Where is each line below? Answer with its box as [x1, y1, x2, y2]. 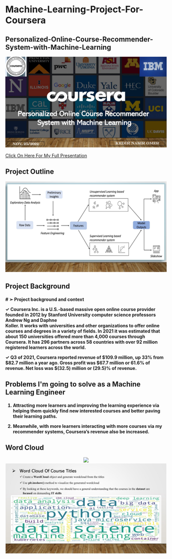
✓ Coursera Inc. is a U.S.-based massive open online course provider [5, 306, 156, 312]
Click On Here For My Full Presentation [5, 153, 87, 158]
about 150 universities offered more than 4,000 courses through [5, 333, 145, 339]
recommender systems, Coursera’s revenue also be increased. [12, 428, 149, 434]
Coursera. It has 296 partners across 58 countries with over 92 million [5, 339, 158, 345]
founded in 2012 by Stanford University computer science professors [5, 312, 156, 318]
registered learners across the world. [5, 344, 86, 350]
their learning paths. [12, 413, 57, 419]
